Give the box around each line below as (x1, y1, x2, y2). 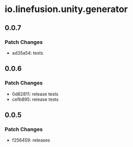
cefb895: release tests (12, 96, 59, 102)
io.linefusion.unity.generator (5, 4, 128, 15)
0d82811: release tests (12, 91, 59, 97)
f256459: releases (12, 137, 51, 143)
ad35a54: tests (12, 50, 44, 56)
